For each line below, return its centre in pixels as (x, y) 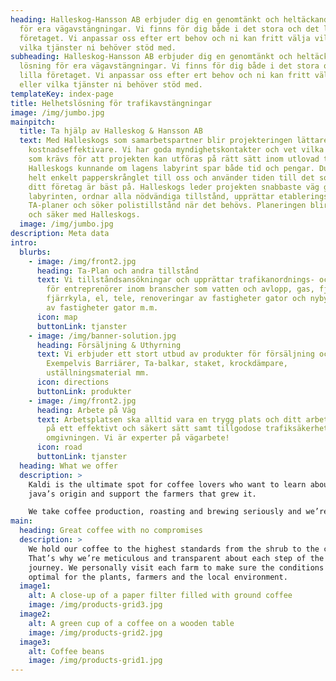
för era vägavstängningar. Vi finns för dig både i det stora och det (169, 29)
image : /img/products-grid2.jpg (95, 632)
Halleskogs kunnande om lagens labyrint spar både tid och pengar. (171, 168)
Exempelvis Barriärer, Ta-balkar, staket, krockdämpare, (167, 364)
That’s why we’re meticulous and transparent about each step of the (176, 558)
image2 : (35, 614)
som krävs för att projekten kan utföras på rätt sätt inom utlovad (174, 159)
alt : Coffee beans (66, 651)
